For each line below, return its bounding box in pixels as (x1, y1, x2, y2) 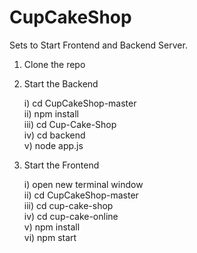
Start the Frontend (23, 159, 100, 171)
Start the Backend (23, 77, 99, 90)
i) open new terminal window (23, 178, 144, 190)
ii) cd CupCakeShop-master (23, 189, 139, 201)
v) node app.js (23, 139, 84, 151)
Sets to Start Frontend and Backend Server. (9, 39, 188, 51)
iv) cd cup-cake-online (23, 210, 119, 222)
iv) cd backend (23, 129, 86, 141)
